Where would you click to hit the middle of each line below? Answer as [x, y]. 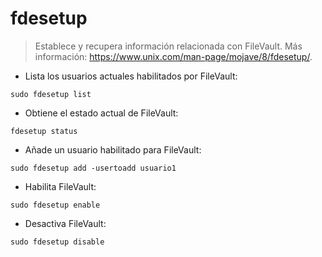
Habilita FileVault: [60, 186]
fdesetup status [44, 131]
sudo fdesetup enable [55, 205]
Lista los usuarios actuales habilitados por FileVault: [131, 76]
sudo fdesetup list [51, 94]
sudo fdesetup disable [57, 242]
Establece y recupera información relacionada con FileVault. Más [168, 46]
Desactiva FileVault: [65, 223]
